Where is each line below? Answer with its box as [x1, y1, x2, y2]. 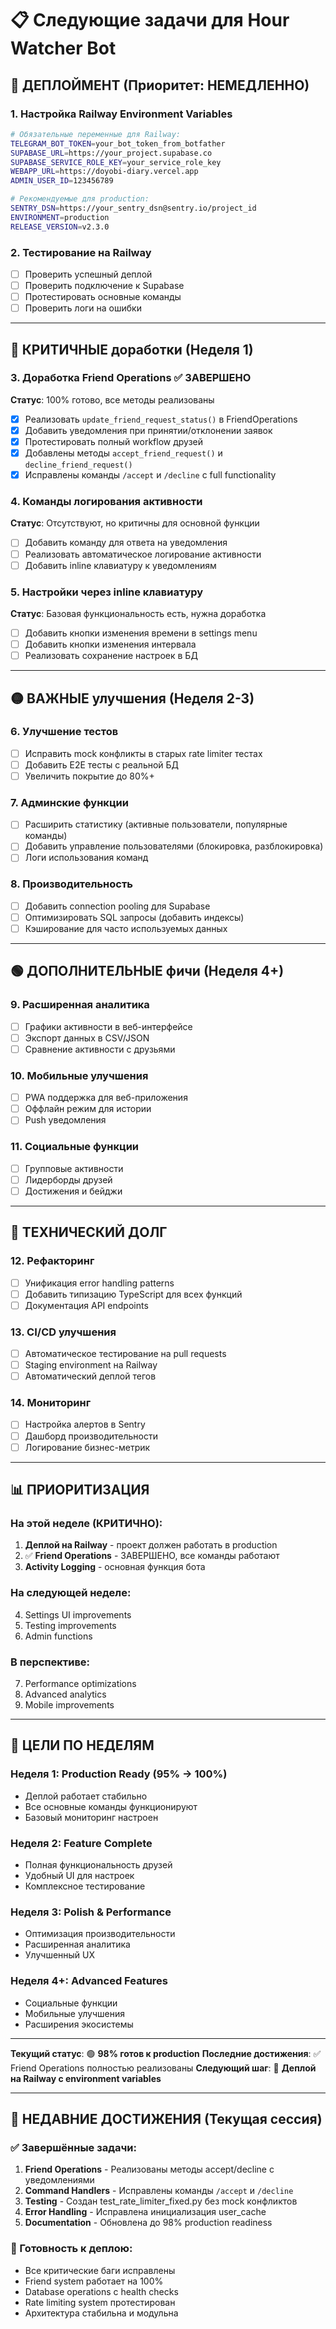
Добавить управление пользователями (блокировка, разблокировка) [24, 840, 324, 852]
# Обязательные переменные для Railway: [10, 129, 182, 139]
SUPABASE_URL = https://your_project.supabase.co [10, 148, 213, 158]
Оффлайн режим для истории [24, 1103, 152, 1115]
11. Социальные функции [10, 1140, 140, 1154]
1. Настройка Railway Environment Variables [10, 107, 233, 121]
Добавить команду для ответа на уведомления [24, 537, 228, 549]
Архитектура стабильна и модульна [24, 2307, 179, 2319]
